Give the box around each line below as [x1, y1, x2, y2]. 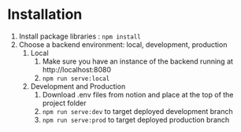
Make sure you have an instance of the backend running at [42, 57, 234, 66]
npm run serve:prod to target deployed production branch [42, 115, 230, 124]
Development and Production [30, 81, 126, 91]
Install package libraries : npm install [18, 31, 141, 41]
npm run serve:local [42, 75, 110, 82]
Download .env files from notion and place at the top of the [42, 90, 234, 99]
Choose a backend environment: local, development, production [18, 39, 228, 49]
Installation [7, 5, 83, 24]
